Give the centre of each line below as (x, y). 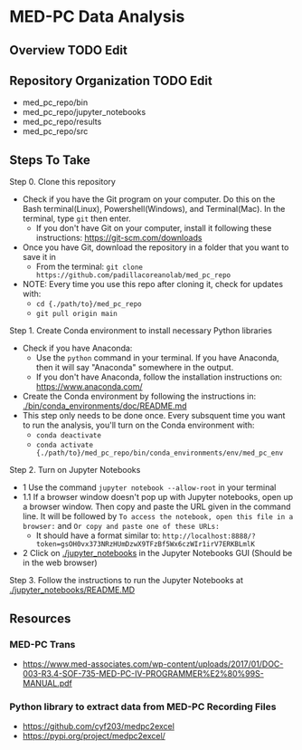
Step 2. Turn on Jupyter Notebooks (75, 470)
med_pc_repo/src (55, 131)
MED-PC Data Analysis (97, 17)
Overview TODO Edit (69, 50)
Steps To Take (50, 160)
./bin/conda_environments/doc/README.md (104, 406)
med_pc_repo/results (62, 122)
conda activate (64, 446)
